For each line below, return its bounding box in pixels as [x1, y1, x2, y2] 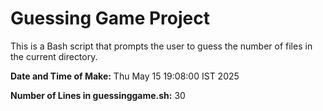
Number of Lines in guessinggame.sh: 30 [10, 89, 186, 101]
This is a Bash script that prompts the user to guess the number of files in [10, 40, 313, 52]
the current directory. [10, 50, 98, 62]
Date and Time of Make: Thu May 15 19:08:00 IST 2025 [10, 70, 240, 82]
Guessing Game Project [10, 7, 210, 30]
